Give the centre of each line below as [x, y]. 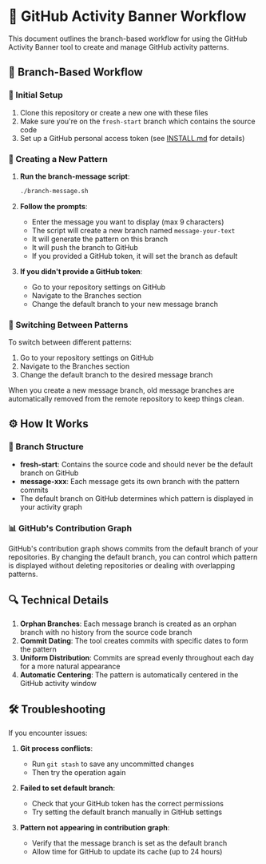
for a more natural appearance [70, 666]
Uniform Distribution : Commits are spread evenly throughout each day [137, 657]
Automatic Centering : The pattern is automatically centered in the [129, 674]
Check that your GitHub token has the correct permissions [127, 803]
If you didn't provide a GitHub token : [81, 271]
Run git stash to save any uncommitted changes [113, 764]
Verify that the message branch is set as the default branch [129, 843]
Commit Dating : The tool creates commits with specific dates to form [134, 640]
